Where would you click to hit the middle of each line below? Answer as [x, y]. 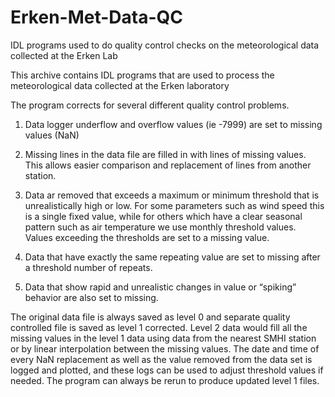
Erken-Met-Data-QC [97, 17]
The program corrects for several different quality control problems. [150, 105]
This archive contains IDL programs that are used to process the [142, 75]
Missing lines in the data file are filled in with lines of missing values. [165, 154]
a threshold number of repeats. [88, 267]
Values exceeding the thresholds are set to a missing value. [147, 237]
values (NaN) [52, 135]
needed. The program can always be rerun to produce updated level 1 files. [165, 380]
